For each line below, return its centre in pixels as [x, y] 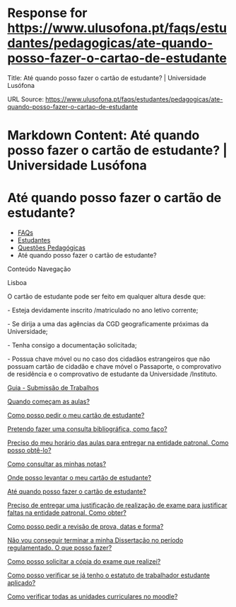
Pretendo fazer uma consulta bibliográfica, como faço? [87, 429]
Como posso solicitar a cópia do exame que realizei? [84, 562]
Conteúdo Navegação [39, 269]
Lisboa [17, 283]
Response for [47, 13]
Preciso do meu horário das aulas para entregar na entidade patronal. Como [118, 443]
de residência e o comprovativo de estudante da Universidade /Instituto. [112, 374]
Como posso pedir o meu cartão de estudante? [76, 416]
